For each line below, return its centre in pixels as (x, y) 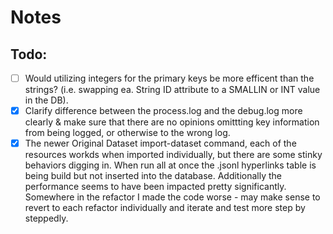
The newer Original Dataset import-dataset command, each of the (160, 143)
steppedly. (46, 218)
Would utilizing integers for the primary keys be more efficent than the (169, 78)
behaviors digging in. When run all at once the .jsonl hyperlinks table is (170, 165)
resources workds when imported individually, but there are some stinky (173, 155)
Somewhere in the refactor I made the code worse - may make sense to (172, 197)
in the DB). (46, 100)
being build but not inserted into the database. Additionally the (153, 176)
